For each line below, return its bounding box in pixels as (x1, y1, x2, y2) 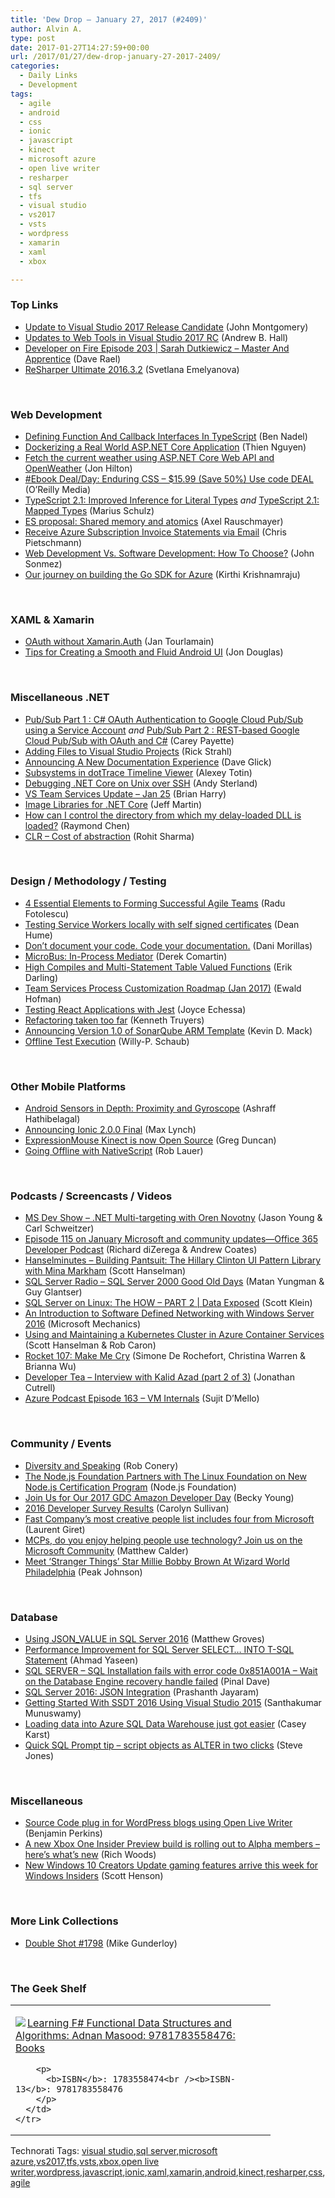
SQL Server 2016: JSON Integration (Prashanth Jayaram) (24, 1686, 260, 1698)
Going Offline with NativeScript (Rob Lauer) (24, 1145, 204, 1157)
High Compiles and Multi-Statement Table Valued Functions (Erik (24, 961, 293, 973)
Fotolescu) (24, 907, 70, 920)
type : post (10, 33, 56, 43)
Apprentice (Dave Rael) (24, 352, 122, 365)
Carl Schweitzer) (24, 1222, 95, 1235)
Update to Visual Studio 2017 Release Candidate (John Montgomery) (24, 321, 309, 333)
